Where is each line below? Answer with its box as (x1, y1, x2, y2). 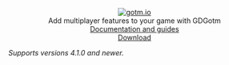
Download (117, 32, 152, 42)
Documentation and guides (90, 25, 179, 33)
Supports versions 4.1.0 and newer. (8, 48, 124, 57)
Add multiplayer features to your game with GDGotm (47, 16, 222, 25)
